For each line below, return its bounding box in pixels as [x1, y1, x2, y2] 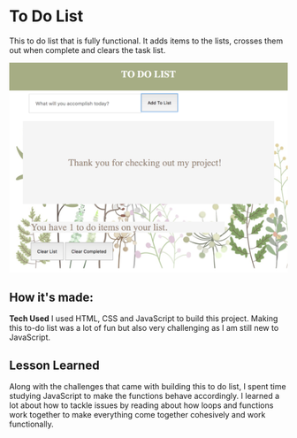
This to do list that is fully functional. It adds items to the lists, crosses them [9, 35, 284, 46]
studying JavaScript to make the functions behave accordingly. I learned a [9, 391, 280, 402]
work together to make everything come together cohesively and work [9, 410, 266, 420]
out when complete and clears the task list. [9, 44, 166, 55]
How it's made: [9, 289, 95, 304]
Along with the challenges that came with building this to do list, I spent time [9, 381, 286, 392]
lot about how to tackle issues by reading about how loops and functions [9, 400, 274, 411]
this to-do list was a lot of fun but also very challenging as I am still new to [9, 323, 279, 334]
